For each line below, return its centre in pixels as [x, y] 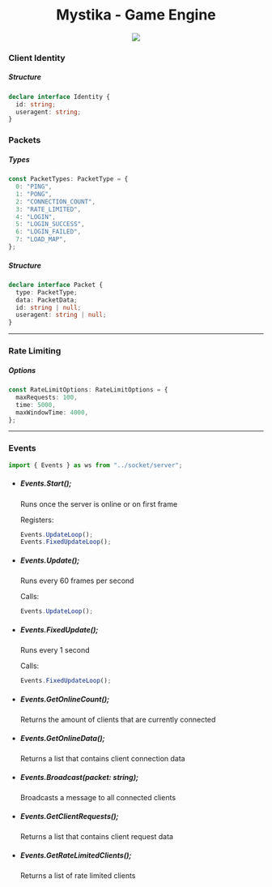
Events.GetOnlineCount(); [65, 699]
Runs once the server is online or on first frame [99, 503]
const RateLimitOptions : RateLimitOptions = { [88, 390]
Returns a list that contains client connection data [102, 758]
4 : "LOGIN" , [36, 216]
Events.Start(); [46, 483]
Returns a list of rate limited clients [78, 875]
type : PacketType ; [47, 292]
